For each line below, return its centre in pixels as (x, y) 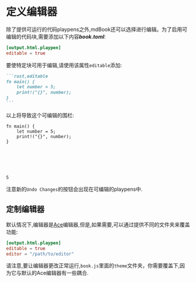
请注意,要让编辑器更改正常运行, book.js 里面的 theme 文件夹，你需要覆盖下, (93, 266)
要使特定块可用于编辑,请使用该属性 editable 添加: (64, 65)
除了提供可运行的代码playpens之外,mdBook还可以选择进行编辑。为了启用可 (97, 29)
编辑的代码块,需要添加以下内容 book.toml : (56, 36)
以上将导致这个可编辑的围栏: (40, 115)
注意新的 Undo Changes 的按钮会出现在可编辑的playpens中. (74, 189)
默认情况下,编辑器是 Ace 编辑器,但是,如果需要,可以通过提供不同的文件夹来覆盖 (98, 224)
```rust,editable (27, 76)
